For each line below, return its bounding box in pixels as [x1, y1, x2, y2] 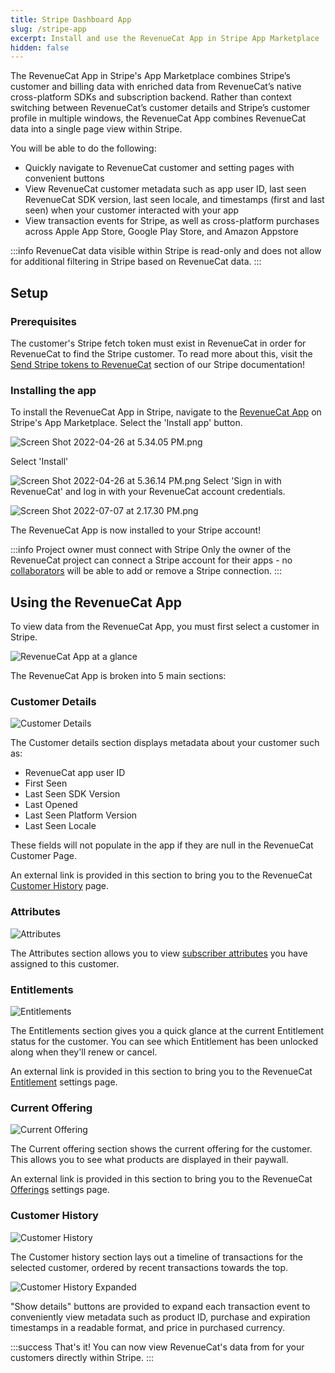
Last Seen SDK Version [24, 788, 121, 800]
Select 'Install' [10, 456, 69, 468]
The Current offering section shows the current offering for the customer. [10, 1143, 313, 1155]
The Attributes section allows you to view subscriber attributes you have [10, 947, 308, 959]
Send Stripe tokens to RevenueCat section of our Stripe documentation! [10, 358, 306, 370]
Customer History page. [10, 880, 110, 892]
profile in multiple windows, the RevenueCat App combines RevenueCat [10, 112, 307, 125]
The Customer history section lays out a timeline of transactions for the [10, 1251, 303, 1263]
